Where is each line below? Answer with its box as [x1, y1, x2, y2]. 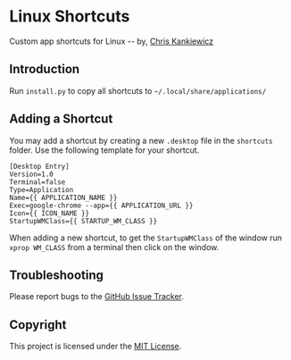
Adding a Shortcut [9, 112, 113, 127]
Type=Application [9, 185, 74, 194]
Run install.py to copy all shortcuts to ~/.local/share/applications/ [9, 85, 267, 96]
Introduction [9, 62, 80, 77]
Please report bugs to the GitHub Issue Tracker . [9, 291, 185, 302]
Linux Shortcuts [9, 6, 130, 27]
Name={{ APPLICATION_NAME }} [9, 193, 118, 202]
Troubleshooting [9, 267, 104, 282]
